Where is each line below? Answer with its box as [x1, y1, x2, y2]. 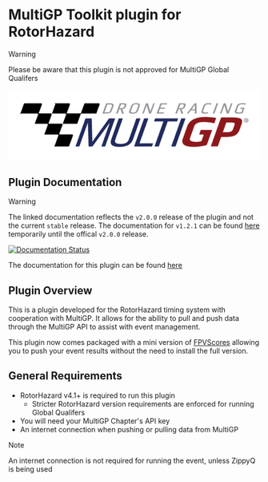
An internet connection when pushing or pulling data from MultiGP [19, 424, 238, 434]
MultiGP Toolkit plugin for [8, 6, 182, 24]
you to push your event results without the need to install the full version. [8, 346, 249, 355]
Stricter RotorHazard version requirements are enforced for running [31, 399, 254, 408]
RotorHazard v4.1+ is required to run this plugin [19, 391, 176, 400]
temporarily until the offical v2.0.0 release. [8, 229, 149, 239]
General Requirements [8, 369, 122, 383]
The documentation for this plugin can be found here [8, 261, 182, 270]
